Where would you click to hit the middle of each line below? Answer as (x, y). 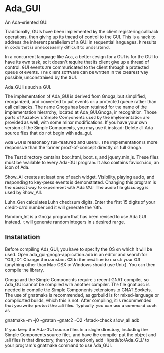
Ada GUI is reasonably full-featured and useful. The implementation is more (81, 142)
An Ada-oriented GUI (26, 22)
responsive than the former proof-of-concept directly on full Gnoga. (74, 147)
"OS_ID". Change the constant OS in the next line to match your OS (73, 259)
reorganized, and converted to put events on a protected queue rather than (81, 101)
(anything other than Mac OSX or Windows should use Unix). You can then (80, 264)
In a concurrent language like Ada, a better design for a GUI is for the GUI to (82, 56)
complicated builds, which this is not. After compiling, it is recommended (78, 300)
